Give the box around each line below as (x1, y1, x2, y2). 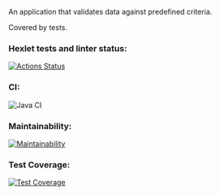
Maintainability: (8, 120, 72, 132)
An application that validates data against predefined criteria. (8, 7, 213, 16)
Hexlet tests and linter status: (8, 42, 127, 54)
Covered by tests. (8, 23, 67, 32)
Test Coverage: (8, 158, 71, 170)
